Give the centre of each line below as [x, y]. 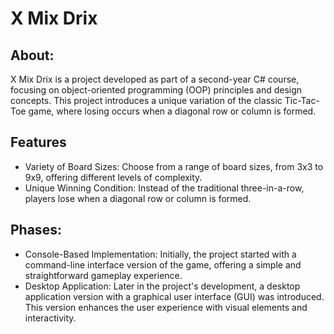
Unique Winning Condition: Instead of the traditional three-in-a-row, [164, 188]
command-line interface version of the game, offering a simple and [163, 264]
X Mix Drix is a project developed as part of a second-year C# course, [155, 79]
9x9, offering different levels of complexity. [113, 177]
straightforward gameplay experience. [103, 275]
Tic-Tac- [302, 100]
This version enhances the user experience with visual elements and [166, 307]
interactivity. [50, 318]
